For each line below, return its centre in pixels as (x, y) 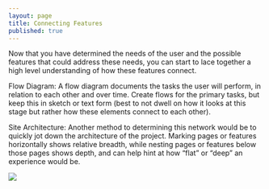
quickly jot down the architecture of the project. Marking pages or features (132, 136)
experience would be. (44, 162)
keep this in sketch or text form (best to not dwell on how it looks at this (127, 103)
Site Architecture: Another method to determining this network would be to (132, 127)
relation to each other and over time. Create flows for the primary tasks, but (134, 95)
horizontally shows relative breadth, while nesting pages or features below (132, 145)
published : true (36, 31)
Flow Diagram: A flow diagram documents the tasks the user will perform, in (134, 86)
